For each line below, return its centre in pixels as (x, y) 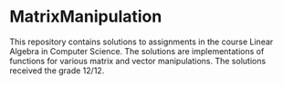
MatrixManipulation (86, 17)
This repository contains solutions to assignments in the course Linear (141, 42)
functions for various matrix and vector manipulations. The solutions (138, 61)
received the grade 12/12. (57, 71)
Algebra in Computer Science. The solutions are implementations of (137, 51)
